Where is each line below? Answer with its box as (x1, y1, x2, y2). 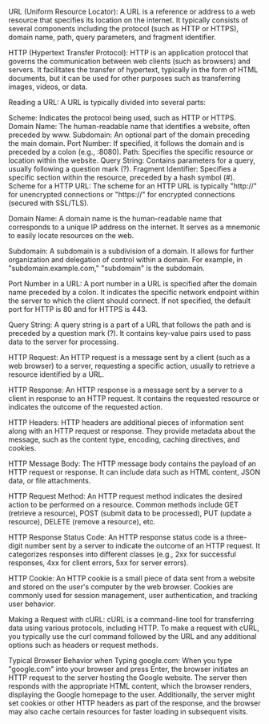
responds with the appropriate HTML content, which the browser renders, (8, 682, 252, 690)
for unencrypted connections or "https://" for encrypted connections (8, 190, 235, 199)
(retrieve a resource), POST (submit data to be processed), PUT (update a (8, 508, 252, 518)
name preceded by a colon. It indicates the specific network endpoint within (8, 288, 259, 297)
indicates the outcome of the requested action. (8, 402, 163, 411)
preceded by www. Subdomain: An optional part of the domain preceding (8, 130, 251, 140)
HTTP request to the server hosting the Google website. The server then (8, 673, 247, 682)
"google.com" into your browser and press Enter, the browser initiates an (8, 665, 249, 673)
